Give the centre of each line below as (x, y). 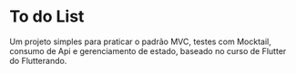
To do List (47, 17)
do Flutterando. (38, 60)
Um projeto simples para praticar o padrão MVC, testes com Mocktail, (140, 41)
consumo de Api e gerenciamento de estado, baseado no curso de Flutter (148, 50)
